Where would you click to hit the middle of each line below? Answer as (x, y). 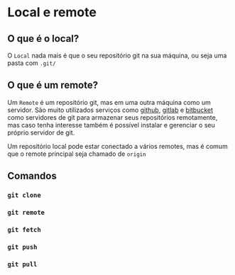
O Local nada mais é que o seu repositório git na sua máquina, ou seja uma (117, 55)
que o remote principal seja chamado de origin (77, 154)
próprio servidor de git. (41, 133)
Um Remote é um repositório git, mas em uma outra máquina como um (109, 102)
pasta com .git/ (32, 63)
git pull (22, 264)
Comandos (32, 176)
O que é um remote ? (53, 85)
